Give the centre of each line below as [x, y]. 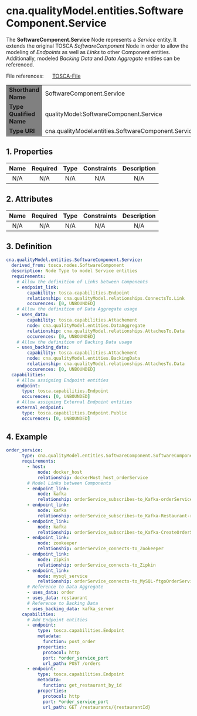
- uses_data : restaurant [57, 598]
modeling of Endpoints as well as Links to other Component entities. [88, 52]
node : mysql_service [62, 576]
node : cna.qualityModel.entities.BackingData [84, 359]
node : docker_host [60, 472]
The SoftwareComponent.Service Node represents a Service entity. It [91, 39]
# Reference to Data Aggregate [65, 587]
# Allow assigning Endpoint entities [63, 380]
